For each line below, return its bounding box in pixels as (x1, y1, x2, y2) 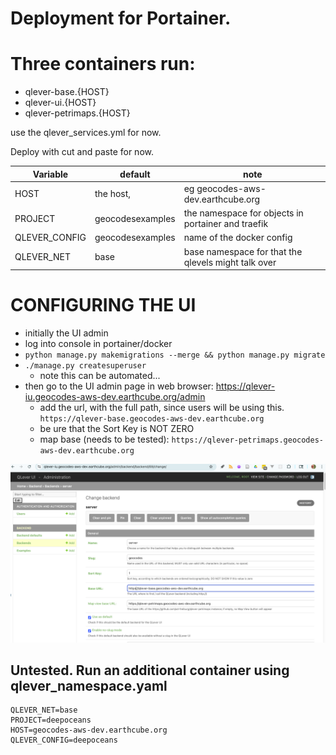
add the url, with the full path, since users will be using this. (39, 402, 285, 414)
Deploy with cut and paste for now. (10, 146, 154, 158)
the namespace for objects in (183, 207, 304, 219)
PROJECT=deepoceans (10, 715, 92, 726)
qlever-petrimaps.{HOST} (24, 107, 131, 119)
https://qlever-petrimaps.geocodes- (171, 435, 324, 446)
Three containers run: (10, 53, 196, 76)
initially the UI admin (24, 327, 109, 339)
